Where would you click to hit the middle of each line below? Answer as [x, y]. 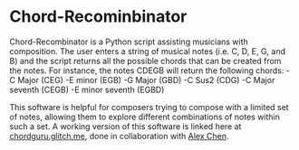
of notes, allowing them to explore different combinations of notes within [145, 117]
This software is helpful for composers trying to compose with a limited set [149, 107]
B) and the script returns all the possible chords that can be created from [145, 61]
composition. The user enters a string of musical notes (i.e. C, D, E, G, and [148, 51]
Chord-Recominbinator [98, 17]
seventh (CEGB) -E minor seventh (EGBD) [87, 89]
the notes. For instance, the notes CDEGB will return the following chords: [147, 70]
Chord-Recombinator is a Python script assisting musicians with [129, 42]
